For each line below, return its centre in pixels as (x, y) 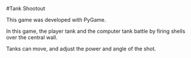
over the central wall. (32, 37)
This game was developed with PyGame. (56, 20)
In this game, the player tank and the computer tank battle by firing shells (96, 31)
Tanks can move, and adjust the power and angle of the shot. (81, 49)
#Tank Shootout (26, 8)
